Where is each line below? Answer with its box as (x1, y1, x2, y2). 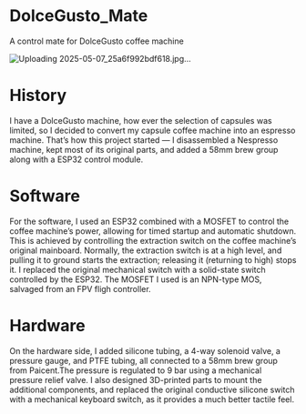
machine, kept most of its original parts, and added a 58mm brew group (9, 144, 279, 155)
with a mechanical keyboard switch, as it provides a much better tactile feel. (9, 393, 294, 405)
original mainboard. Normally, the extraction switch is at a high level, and (9, 245, 282, 256)
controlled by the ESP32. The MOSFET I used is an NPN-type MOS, (9, 274, 262, 285)
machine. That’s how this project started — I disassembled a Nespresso (9, 134, 279, 146)
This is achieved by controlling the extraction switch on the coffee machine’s (9, 235, 297, 246)
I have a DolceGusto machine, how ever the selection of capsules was (9, 115, 272, 126)
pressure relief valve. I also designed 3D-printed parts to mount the (9, 374, 262, 385)
